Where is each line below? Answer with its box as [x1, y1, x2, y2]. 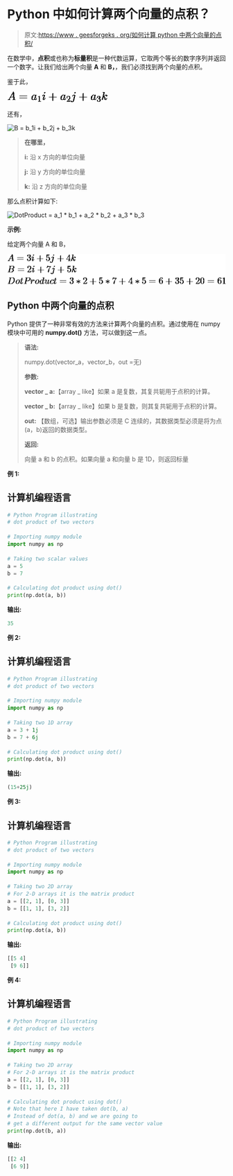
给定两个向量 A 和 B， [7, 240, 69, 248]
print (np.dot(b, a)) [7, 1127, 67, 1134]
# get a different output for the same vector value [7, 1121, 163, 1127]
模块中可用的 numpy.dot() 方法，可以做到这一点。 [7, 328, 151, 336]
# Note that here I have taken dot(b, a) [7, 1105, 129, 1113]
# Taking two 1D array [7, 719, 73, 727]
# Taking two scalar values [7, 555, 89, 562]
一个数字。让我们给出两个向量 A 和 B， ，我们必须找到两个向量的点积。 [7, 62, 207, 71]
